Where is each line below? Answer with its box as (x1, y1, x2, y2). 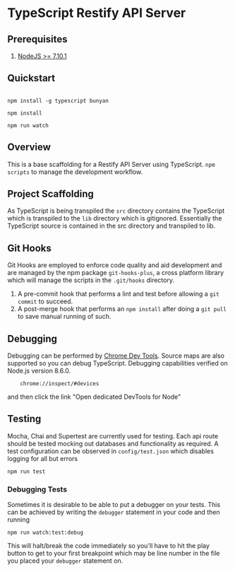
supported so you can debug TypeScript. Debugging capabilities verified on (7, 359, 228, 368)
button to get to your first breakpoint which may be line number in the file (7, 549, 220, 558)
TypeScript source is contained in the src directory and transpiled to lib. (7, 221, 216, 230)
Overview (7, 141, 52, 153)
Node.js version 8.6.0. (7, 366, 71, 375)
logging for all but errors (7, 454, 78, 462)
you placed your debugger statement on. (7, 556, 123, 565)
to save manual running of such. (17, 313, 112, 321)
